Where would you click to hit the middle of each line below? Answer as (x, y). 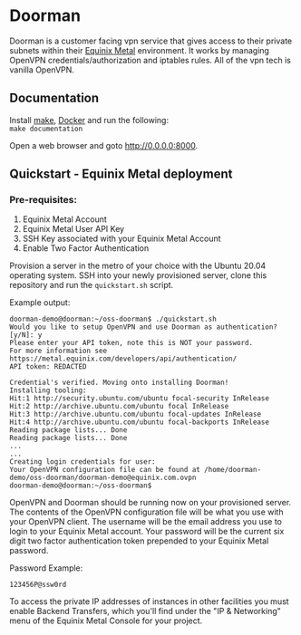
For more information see (58, 351)
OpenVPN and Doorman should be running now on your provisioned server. (150, 503)
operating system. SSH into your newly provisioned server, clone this (138, 275)
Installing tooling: (49, 390)
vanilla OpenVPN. (42, 70)
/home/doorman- (232, 470)
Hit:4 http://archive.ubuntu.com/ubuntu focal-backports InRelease (140, 422)
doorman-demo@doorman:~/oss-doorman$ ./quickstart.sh (113, 319)
